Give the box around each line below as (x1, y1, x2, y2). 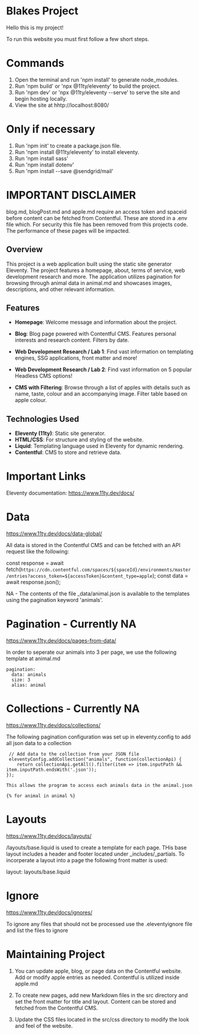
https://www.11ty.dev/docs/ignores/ (6, 909, 93, 916)
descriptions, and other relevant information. (6, 285, 115, 293)
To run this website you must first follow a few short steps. (6, 35, 150, 42)
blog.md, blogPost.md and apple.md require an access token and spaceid (6, 208, 187, 215)
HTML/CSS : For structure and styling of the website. (14, 436, 144, 443)
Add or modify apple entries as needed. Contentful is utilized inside (14, 974, 180, 981)
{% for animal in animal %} (6, 792, 76, 799)
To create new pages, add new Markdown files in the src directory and (14, 992, 188, 999)
